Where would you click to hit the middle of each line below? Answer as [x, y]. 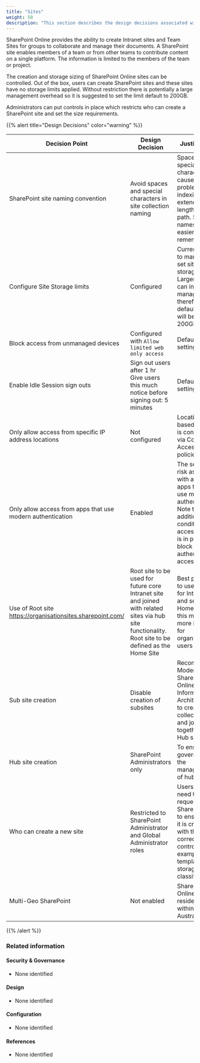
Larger [186, 279]
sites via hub [148, 616]
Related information [35, 946]
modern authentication [41, 517]
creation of [145, 701]
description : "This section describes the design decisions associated [97, 23]
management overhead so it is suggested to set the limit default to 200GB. [97, 96]
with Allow [145, 341]
